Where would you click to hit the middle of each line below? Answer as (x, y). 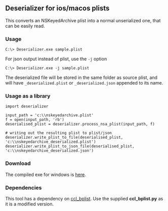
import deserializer (27, 107)
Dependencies (24, 188)
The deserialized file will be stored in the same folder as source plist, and (81, 77)
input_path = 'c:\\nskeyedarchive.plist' (50, 115)
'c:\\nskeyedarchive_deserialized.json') (50, 151)
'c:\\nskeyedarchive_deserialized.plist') (51, 142)
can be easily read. (25, 26)
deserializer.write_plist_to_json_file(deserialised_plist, (70, 146)
